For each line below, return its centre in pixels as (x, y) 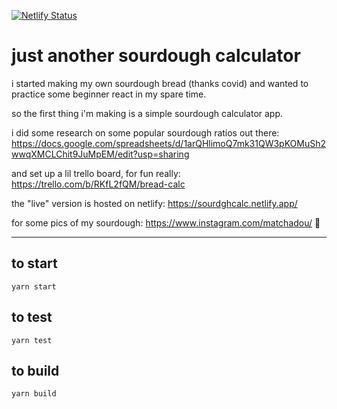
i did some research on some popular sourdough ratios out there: (145, 132)
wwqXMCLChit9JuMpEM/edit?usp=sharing (100, 154)
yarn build (34, 394)
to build (35, 370)
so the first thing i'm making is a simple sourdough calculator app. (147, 113)
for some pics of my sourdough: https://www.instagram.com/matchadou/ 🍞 (166, 222)
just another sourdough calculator (156, 56)
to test (32, 317)
